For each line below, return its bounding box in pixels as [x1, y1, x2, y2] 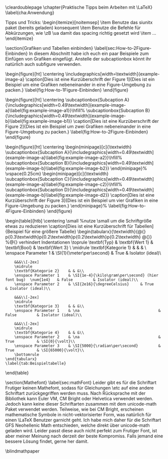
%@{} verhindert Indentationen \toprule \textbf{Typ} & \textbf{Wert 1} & [5, 239, 153, 245]
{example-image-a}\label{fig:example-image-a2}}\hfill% [5, 155, 122, 161]
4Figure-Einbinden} [5, 208, 46, 214]
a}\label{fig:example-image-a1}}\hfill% [5, 108, 86, 113]
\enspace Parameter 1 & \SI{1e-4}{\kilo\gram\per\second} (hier [14, 273, 158, 278]
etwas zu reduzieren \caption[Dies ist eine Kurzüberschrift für [5, 223, 133, 229]
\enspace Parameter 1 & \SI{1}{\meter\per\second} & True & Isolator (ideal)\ [5, 250, 161, 256]
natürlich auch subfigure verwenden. [5, 61, 82, 67]
